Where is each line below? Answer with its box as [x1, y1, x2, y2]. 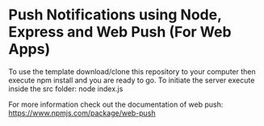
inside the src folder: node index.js [8, 83, 124, 94]
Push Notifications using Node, [8, 6, 222, 24]
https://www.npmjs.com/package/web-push [8, 107, 156, 118]
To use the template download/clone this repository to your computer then [8, 66, 256, 76]
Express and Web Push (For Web [8, 23, 232, 41]
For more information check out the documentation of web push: [8, 99, 224, 109]
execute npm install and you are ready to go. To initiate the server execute [8, 75, 255, 85]
